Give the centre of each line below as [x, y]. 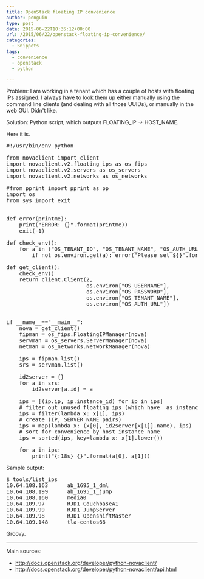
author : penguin [27, 18]
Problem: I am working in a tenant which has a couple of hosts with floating [100, 91]
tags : [13, 52]
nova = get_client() [49, 328]
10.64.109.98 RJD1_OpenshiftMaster [69, 516]
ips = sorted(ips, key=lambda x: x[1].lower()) [91, 438]
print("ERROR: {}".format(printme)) [74, 225]
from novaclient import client [53, 158]
